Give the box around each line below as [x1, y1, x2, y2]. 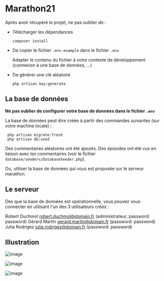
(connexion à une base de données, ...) [12, 62, 92, 68]
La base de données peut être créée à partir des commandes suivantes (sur [5, 117, 160, 123]
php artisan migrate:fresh [7, 132, 63, 137]
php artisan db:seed [7, 137, 50, 142]
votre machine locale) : [5, 122, 52, 129]
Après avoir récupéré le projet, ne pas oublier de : [5, 19, 106, 25]
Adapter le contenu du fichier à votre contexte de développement [12, 56, 146, 62]
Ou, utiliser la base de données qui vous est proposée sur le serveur [5, 166, 144, 171]
